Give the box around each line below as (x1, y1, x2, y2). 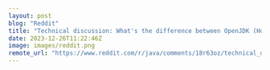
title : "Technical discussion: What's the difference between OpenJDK (8, 27, 250, 35)
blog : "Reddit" (8, 19, 59, 27)
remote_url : (8, 49, 48, 57)
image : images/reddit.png (8, 42, 95, 50)
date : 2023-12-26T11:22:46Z (8, 34, 103, 43)
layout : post (8, 11, 52, 20)
